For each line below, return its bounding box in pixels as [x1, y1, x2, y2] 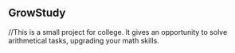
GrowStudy [8, 6, 66, 20]
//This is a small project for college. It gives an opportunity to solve [8, 27, 228, 36]
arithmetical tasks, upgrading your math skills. [8, 36, 159, 45]
